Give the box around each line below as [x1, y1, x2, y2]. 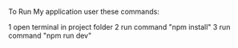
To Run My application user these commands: [8, 7, 160, 16]
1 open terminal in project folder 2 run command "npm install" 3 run [8, 22, 231, 31]
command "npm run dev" [8, 31, 92, 40]
